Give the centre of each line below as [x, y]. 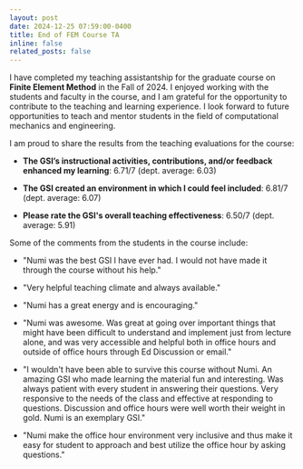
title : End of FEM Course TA [64, 35]
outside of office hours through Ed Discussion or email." [127, 352]
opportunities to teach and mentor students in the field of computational [144, 116]
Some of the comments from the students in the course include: [129, 243]
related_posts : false [50, 52]
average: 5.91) [49, 225]
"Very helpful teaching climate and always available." [122, 288]
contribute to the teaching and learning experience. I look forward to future [150, 106]
